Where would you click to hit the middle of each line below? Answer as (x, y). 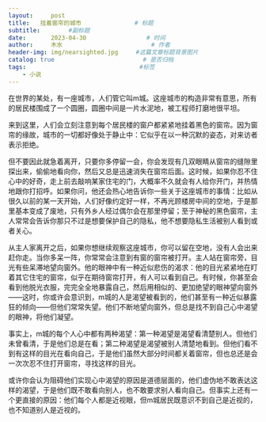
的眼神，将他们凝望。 (43, 317)
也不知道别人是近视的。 (46, 409)
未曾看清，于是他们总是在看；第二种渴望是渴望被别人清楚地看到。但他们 (126, 343)
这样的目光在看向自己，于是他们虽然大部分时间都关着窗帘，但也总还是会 (140, 353)
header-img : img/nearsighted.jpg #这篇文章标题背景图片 (103, 52)
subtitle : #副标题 (49, 30)
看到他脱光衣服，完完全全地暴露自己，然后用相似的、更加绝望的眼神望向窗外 (133, 287)
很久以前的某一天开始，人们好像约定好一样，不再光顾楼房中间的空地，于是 (129, 201)
